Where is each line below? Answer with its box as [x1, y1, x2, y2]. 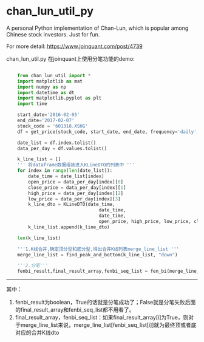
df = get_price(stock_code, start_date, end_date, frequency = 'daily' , [17, 129, 200, 135]
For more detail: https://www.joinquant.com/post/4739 [6, 43, 143, 50]
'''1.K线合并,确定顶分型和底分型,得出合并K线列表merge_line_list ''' [17, 246, 180, 252]
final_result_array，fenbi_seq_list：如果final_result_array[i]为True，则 [15, 314, 189, 321]
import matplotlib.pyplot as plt [17, 95, 102, 101]
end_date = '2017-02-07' [17, 117, 75, 124]
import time [17, 101, 47, 107]
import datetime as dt [17, 89, 75, 95]
